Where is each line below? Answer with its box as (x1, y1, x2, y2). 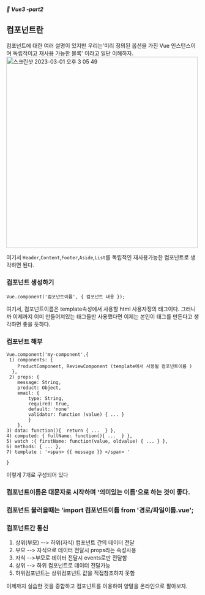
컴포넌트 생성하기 (6, 278, 54, 287)
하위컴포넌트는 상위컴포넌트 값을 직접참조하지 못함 (15, 569, 135, 577)
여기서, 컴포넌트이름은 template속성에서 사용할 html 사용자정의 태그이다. (6, 305, 180, 312)
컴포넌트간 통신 (6, 523, 49, 532)
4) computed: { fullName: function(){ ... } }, (6, 433, 133, 439)
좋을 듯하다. (22, 320, 51, 328)
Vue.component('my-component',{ (6, 352, 89, 358)
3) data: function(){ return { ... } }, (6, 427, 116, 434)
